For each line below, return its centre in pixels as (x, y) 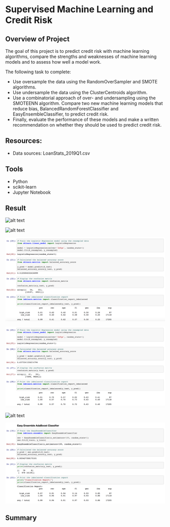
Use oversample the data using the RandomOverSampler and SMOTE (85, 82)
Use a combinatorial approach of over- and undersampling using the (84, 98)
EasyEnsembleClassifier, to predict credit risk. (61, 114)
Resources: (24, 141)
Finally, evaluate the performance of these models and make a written (86, 120)
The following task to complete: (38, 72)
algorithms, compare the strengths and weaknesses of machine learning (81, 56)
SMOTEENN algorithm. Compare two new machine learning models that (88, 103)
